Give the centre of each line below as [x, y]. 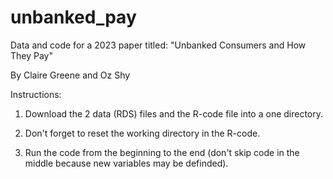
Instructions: [36, 94]
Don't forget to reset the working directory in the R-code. [142, 133]
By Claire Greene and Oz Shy [70, 75]
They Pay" [31, 55]
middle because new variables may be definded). [126, 163]
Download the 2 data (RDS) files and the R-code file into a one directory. [174, 113]
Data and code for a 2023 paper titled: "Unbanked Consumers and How [158, 45]
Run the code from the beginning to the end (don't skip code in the [162, 152]
